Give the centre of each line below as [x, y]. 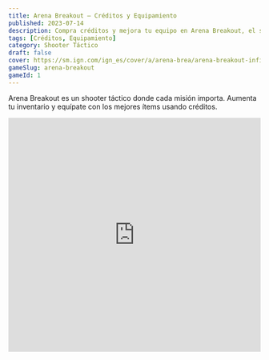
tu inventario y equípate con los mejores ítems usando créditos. [113, 106]
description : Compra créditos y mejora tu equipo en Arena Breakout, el [132, 30]
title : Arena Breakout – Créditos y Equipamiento [93, 16]
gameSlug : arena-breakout [51, 68]
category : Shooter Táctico [53, 46]
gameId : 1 [25, 75]
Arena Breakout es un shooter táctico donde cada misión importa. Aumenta [132, 98]
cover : [19, 61]
